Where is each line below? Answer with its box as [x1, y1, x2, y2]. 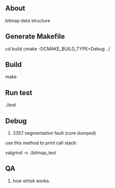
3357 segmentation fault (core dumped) [12, 130, 96, 136]
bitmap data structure [5, 17, 51, 23]
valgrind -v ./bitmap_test [5, 149, 57, 156]
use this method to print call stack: [5, 140, 78, 146]
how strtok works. [12, 177, 51, 184]
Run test [5, 88, 32, 97]
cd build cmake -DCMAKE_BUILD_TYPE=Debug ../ [5, 46, 110, 52]
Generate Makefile [5, 32, 65, 41]
